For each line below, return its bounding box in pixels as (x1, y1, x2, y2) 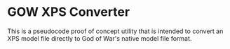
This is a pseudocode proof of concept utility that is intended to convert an (7, 27, 224, 35)
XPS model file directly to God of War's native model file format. (7, 34, 192, 42)
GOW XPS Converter (7, 4, 130, 20)
